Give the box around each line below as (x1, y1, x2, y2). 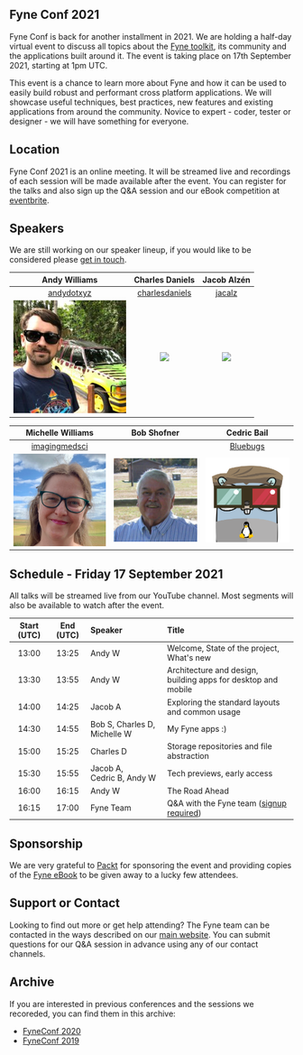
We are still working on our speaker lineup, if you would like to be (9, 245, 252, 255)
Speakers (9, 221, 65, 236)
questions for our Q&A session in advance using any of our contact (9, 939, 259, 949)
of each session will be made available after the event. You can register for (9, 175, 287, 186)
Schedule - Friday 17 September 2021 (9, 566, 224, 581)
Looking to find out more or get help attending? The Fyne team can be (9, 920, 271, 930)
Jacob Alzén (202, 274, 251, 285)
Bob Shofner (131, 428, 180, 439)
